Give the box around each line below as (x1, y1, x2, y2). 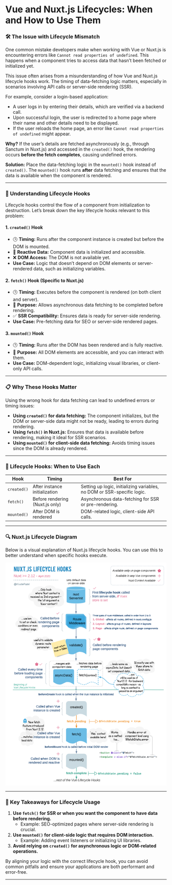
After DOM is (32, 508, 60, 514)
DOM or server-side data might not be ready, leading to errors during (12, 418, 159, 424)
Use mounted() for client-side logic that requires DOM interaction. (12, 832, 154, 838)
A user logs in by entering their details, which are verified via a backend (12, 104, 164, 110)
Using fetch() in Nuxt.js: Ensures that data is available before (12, 429, 144, 435)
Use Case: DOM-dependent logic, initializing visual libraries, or (12, 360, 146, 366)
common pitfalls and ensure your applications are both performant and (5, 863, 155, 870)
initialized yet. (5, 63, 35, 69)
